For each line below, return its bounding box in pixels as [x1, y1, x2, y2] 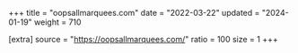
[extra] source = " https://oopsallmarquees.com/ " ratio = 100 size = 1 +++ [8, 34, 279, 44]
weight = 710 [33, 17, 82, 27]
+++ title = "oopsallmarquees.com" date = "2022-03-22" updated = [8, 8, 260, 18]
